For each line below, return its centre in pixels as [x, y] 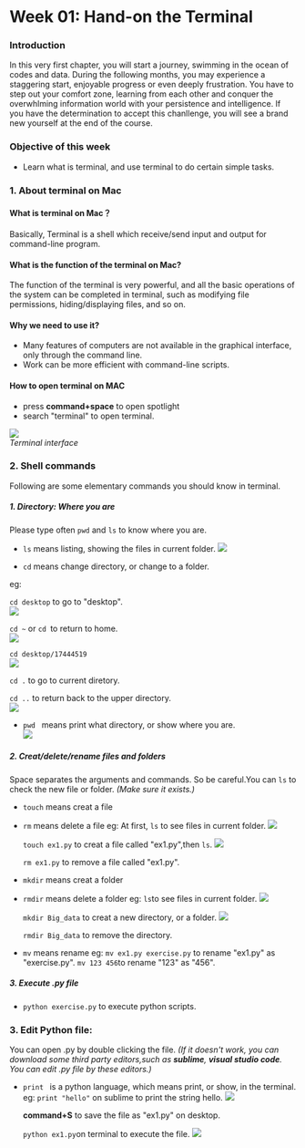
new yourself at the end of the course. [81, 123]
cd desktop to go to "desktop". [66, 601]
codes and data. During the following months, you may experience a [137, 75]
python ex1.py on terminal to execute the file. [106, 1134]
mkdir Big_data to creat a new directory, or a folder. [119, 917]
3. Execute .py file [44, 983]
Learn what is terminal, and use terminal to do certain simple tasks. [148, 167]
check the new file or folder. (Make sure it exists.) [102, 789]
